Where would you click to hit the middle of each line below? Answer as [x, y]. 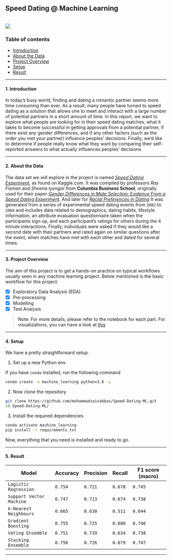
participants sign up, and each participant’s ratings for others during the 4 [83, 221]
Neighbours [21, 514]
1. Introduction [21, 89]
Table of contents [28, 39]
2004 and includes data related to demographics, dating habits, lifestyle [80, 210]
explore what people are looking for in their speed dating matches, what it [83, 122]
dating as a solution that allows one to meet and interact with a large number [86, 111]
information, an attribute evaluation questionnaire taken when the [74, 216]
